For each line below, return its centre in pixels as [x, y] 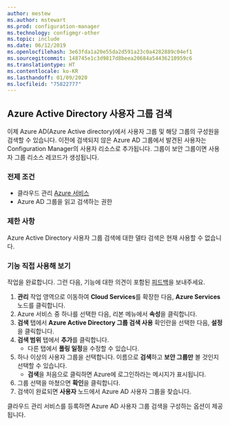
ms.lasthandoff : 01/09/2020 [48, 77]
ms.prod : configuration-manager [53, 26]
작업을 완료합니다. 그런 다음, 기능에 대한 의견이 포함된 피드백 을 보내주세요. [106, 282]
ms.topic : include [33, 39]
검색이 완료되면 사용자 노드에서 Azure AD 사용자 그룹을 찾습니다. [104, 391]
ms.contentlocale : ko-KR [43, 71]
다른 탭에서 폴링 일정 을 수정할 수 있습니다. [83, 348]
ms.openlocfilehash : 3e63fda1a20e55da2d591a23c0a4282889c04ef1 [100, 52]
